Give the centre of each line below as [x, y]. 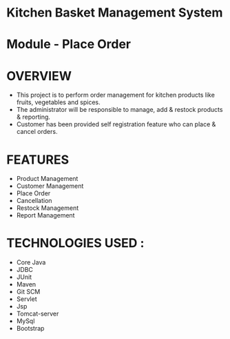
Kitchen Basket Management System [115, 13]
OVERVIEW [39, 76]
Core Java [31, 262]
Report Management [45, 215]
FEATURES [38, 159]
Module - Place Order [69, 45]
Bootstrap [30, 329]
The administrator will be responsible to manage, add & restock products [119, 110]
